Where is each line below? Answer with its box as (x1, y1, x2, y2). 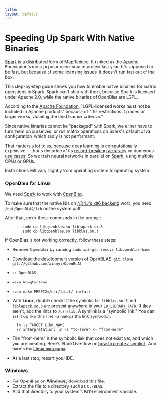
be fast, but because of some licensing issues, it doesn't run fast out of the (5, 69, 155, 75)
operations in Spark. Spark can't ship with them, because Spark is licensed (5, 89, 155, 95)
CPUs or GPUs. (5, 158, 35, 164)
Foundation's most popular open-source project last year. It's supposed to (5, 64, 154, 70)
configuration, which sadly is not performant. (5, 133, 96, 139)
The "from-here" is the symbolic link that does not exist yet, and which (12, 335, 154, 341)
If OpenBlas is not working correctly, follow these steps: (5, 237, 117, 243)
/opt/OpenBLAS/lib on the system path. (5, 205, 83, 211)
